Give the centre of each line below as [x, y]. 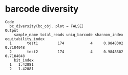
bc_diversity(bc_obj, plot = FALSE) [47, 26]
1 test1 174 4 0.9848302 [66, 43]
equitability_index [25, 39]
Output [12, 30]
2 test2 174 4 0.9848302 [66, 52]
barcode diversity [42, 9]
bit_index [24, 60]
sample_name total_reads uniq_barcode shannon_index [69, 35]
